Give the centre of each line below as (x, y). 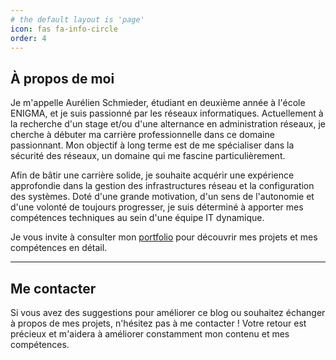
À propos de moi (62, 78)
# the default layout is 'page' (77, 19)
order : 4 (28, 38)
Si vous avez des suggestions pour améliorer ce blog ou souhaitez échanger (168, 312)
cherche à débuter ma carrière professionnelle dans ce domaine (142, 135)
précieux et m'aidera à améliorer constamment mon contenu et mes (150, 334)
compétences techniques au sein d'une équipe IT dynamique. (137, 218)
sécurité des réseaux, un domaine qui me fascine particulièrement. (148, 156)
